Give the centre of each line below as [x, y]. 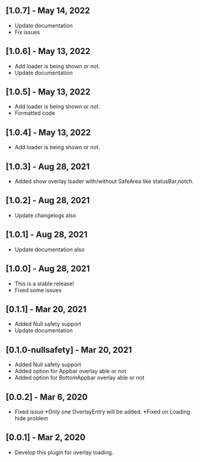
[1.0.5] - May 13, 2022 [48, 92]
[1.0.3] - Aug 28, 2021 [48, 167]
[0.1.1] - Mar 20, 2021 [46, 309]
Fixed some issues [38, 290]
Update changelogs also [45, 215]
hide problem [31, 418]
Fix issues [27, 32]
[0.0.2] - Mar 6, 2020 [47, 397]
